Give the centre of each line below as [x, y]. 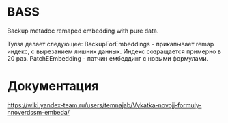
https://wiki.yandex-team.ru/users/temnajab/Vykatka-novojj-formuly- [104, 105]
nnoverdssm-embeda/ [39, 112]
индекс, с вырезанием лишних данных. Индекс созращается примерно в [114, 51]
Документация [53, 86]
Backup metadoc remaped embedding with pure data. [83, 31]
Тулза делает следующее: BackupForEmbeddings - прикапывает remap [111, 44]
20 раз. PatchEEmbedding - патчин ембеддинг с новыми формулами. [108, 58]
